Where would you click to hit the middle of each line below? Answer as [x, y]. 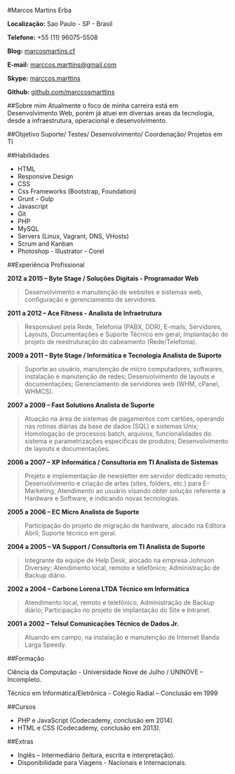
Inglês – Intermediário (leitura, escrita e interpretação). [96, 755]
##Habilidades [28, 155]
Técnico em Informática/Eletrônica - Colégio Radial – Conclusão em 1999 [113, 693]
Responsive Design [45, 176]
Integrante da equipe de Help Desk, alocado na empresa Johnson [119, 560]
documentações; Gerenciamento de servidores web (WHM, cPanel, [122, 384]
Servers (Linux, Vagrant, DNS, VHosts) [73, 236]
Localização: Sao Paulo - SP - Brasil [60, 24]
